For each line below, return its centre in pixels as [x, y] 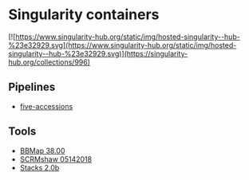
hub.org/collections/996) [49, 62]
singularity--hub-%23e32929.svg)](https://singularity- [98, 53]
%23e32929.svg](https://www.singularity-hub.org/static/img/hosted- [123, 45]
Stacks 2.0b [40, 167]
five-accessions [46, 106]
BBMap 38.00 [42, 151]
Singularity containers [84, 15]
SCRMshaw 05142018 [56, 159]
